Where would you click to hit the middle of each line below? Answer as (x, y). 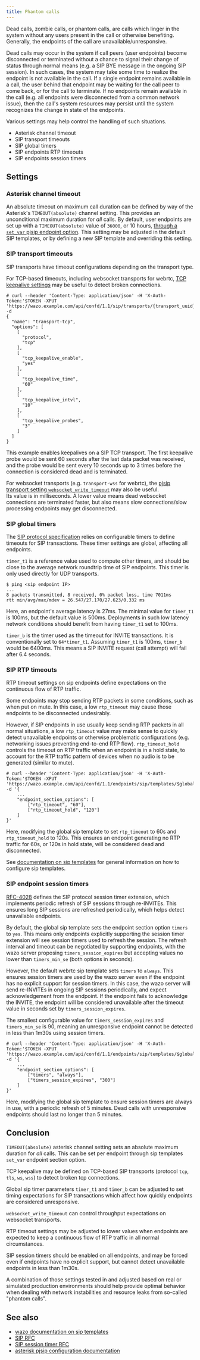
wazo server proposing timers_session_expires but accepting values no (95, 953)
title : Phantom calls (33, 12)
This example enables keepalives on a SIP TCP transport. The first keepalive (100, 453)
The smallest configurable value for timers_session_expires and (85, 1020)
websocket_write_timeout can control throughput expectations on (86, 1214)
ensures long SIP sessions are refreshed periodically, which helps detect (95, 909)
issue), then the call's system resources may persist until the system (90, 103)
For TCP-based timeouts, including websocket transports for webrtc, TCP (96, 278)
